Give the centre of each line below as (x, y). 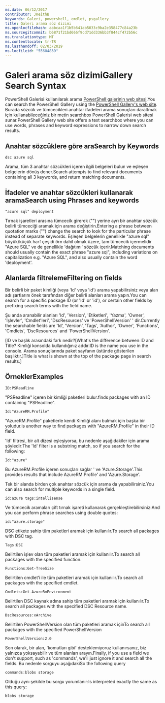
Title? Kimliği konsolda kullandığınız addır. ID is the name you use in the (77, 346)
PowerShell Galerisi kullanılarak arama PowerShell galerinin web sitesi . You (80, 99)
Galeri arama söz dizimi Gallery (69, 75)
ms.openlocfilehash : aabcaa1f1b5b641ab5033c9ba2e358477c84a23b (71, 28)
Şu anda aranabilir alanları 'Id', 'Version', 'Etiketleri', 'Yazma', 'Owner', (75, 315)
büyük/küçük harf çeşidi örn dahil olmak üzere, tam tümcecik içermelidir (78, 242)
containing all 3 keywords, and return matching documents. (66, 177)
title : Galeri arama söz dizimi (38, 23)
